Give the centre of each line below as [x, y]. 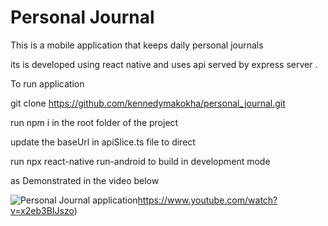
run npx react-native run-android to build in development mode [140, 161]
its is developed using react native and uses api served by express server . [164, 64]
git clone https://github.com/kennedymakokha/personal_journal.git [148, 103]
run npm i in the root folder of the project [94, 122]
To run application [47, 83]
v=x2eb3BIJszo [42, 210]
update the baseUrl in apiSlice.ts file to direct [103, 142]
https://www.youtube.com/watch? [207, 200]
